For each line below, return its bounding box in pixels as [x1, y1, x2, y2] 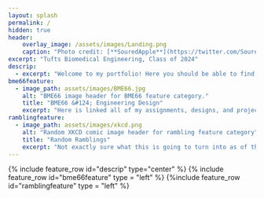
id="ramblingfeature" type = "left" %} [8, 181, 130, 191]
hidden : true [8, 26, 51, 34]
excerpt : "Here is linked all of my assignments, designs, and [22, 107, 234, 115]
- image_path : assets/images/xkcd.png [15, 121, 143, 129]
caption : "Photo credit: [22, 48, 104, 56]
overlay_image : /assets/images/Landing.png [22, 41, 167, 49]
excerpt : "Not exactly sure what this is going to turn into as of [22, 143, 247, 151]
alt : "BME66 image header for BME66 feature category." [22, 92, 210, 100]
